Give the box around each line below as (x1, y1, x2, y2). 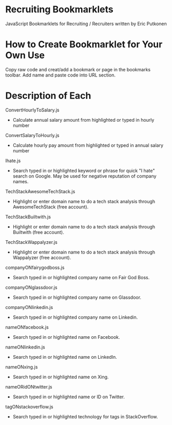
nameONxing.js (5, 363, 38, 370)
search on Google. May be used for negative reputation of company (12, 173, 157, 179)
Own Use (5, 50, 45, 61)
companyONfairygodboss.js (5, 264, 65, 271)
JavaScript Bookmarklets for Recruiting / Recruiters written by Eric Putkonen (5, 21, 167, 27)
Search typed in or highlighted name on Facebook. (12, 334, 120, 340)
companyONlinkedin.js (5, 304, 53, 310)
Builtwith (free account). (12, 229, 64, 235)
